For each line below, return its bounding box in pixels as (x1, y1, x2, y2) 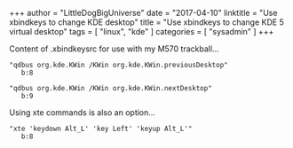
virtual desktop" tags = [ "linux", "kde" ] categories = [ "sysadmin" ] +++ (9, 27, 274, 36)
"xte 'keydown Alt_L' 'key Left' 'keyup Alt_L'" (9, 124, 193, 133)
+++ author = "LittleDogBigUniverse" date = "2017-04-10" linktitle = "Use (9, 8, 278, 18)
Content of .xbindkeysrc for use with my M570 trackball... (9, 43, 219, 54)
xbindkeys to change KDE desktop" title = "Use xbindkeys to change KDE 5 (9, 17, 284, 27)
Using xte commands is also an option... (9, 107, 155, 118)
